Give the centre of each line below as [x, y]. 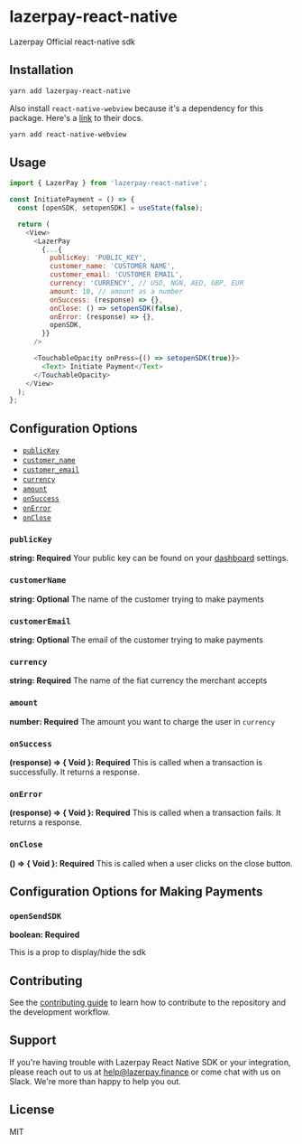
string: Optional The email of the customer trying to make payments [137, 640]
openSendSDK [36, 916]
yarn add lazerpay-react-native [70, 91]
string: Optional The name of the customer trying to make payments [137, 599]
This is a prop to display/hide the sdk [78, 952]
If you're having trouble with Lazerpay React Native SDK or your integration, [150, 1062]
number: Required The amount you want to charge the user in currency [142, 721]
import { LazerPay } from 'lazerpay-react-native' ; [108, 183]
